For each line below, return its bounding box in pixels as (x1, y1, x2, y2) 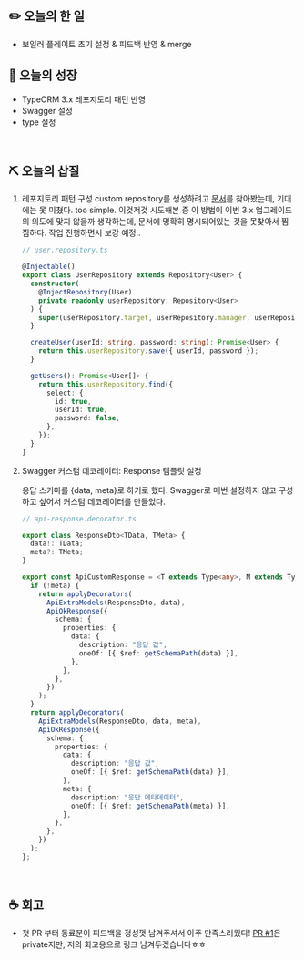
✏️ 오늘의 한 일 (8, 8, 86, 25)
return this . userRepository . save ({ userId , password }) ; (38, 346, 259, 356)
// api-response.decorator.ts (21, 514, 137, 523)
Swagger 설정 (21, 105, 74, 116)
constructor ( (30, 279, 80, 289)
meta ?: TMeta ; (30, 548, 84, 557)
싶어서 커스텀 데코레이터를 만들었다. (38, 496, 166, 507)
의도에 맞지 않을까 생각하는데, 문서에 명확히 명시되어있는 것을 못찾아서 (31, 216, 279, 227)
